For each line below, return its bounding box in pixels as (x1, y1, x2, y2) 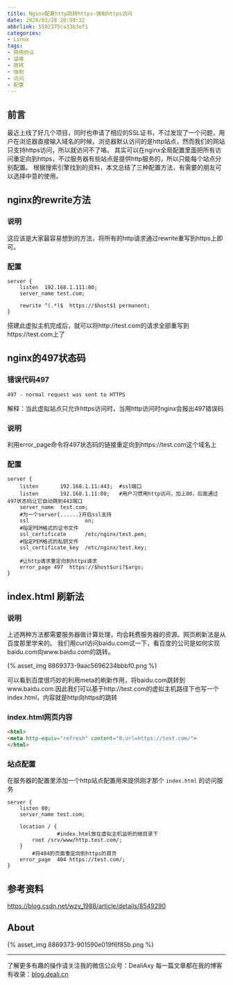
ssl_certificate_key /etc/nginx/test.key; (19, 544, 148, 551)
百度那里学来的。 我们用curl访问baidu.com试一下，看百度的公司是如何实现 (7, 639, 221, 647)
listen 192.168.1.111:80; (19, 284, 98, 291)
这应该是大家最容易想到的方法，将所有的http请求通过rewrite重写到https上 (7, 234, 217, 242)
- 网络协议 (7, 49, 35, 56)
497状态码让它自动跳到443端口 (7, 498, 83, 505)
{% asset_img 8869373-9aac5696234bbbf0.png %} (7, 662, 157, 670)
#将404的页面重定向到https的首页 (32, 850, 117, 857)
